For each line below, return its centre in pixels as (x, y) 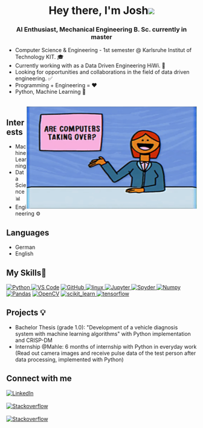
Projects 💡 (26, 313)
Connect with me (39, 379)
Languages (28, 233)
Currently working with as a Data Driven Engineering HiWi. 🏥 (90, 66)
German (25, 247)
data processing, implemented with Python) (69, 359)
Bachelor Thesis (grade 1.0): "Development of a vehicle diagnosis (96, 327)
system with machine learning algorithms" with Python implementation (103, 334)
